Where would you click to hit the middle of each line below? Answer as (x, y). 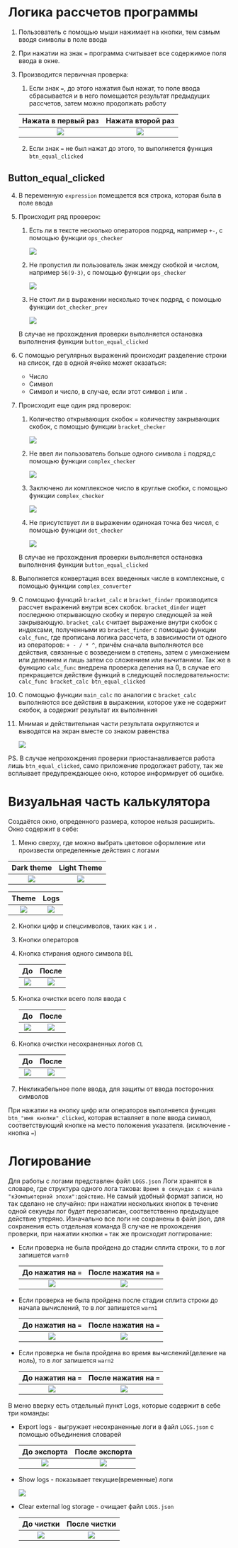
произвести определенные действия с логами (89, 850)
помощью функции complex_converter (75, 586)
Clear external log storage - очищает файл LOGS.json (96, 1506)
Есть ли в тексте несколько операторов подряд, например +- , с (126, 230)
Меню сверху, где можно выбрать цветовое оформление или (112, 842)
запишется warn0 (44, 1255)
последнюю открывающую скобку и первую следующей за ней (115, 614)
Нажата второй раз (140, 120)
